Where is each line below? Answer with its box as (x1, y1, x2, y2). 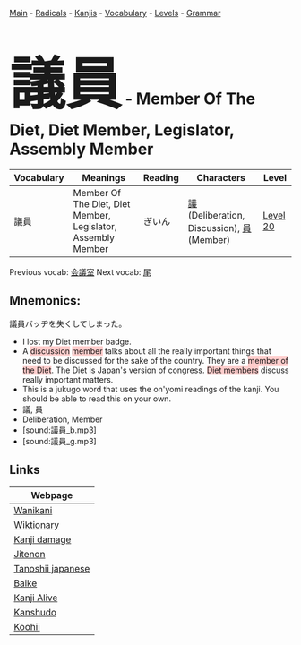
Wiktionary (13, 519, 60, 531)
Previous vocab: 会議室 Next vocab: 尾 (9, 266, 151, 277)
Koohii (13, 620, 40, 632)
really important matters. (21, 374, 114, 384)
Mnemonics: (9, 293, 82, 308)
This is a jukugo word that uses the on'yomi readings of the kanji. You (21, 383, 279, 394)
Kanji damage (13, 533, 72, 546)
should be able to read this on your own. (21, 393, 172, 404)
